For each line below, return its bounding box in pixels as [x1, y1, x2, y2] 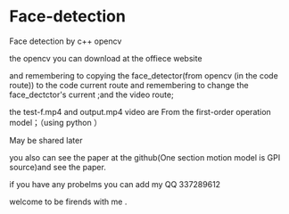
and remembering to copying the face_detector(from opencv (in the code [9, 70, 278, 81]
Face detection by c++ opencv [9, 36, 122, 46]
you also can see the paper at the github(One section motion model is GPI [9, 152, 281, 162]
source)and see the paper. [9, 161, 107, 172]
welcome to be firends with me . [9, 196, 128, 207]
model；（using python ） [9, 117, 103, 128]
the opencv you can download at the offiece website [9, 53, 202, 63]
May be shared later [9, 135, 83, 145]
